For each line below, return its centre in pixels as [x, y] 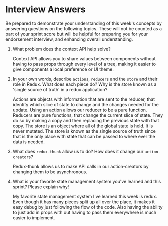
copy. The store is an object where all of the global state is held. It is [83, 126]
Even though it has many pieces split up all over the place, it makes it [83, 202]
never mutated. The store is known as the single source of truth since [84, 131]
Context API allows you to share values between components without [84, 58]
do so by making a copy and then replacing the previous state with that [86, 120]
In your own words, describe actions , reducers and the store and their [85, 79]
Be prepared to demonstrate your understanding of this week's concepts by [83, 23]
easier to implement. [34, 218]
